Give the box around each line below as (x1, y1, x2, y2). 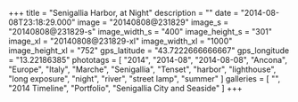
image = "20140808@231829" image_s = (77, 17, 229, 27)
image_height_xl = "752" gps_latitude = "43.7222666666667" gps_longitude (8, 45, 290, 56)
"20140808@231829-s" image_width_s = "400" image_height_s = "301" (8, 27, 273, 36)
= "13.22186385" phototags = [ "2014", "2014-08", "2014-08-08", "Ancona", (8, 55, 287, 65)
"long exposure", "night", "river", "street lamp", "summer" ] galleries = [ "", (8, 74, 281, 83)
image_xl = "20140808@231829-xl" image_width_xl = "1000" (8, 35, 233, 46)
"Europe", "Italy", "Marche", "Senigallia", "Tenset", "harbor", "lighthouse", (8, 64, 277, 75)
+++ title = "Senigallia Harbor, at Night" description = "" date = (8, 8, 239, 18)
